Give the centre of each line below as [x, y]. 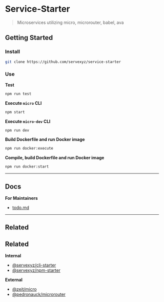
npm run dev [17, 130]
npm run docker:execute [29, 149]
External [14, 280]
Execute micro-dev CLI [28, 121]
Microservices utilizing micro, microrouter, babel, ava [70, 22]
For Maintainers [21, 198]
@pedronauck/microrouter [39, 294]
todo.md [20, 208]
